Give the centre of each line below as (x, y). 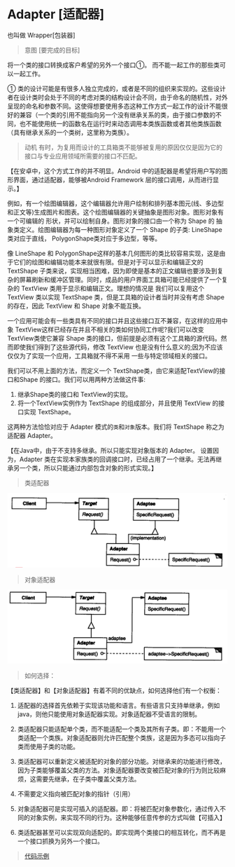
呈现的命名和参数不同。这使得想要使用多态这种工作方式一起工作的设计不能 (114, 106)
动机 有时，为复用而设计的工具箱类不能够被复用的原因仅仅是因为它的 (123, 147)
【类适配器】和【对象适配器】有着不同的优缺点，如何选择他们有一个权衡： (114, 690)
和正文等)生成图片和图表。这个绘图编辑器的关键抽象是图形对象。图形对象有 (116, 212)
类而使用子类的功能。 (48, 746)
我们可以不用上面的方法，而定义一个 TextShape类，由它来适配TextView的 (113, 370)
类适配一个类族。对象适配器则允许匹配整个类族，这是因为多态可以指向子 (121, 738)
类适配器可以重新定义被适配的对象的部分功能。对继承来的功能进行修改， (121, 762)
